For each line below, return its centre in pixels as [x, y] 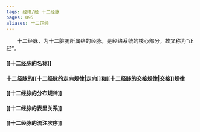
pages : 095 [20, 17]
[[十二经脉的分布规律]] [34, 93]
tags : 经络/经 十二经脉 [33, 12]
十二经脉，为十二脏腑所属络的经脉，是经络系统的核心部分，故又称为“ [103, 41]
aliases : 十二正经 [28, 23]
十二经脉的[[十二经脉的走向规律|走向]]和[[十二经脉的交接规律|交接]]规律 [96, 78]
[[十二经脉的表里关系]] [34, 108]
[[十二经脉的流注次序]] [34, 123]
